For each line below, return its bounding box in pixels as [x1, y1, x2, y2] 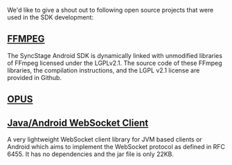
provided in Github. [7, 73, 62, 81]
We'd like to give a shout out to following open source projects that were [7, 6, 214, 14]
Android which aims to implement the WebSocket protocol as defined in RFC [7, 143, 226, 151]
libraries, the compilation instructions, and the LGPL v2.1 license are [7, 66, 200, 75]
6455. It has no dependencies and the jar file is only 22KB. [7, 150, 175, 158]
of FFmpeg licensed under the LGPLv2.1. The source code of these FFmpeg [7, 59, 223, 67]
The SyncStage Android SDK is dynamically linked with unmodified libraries [7, 51, 223, 59]
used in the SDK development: [7, 13, 94, 21]
